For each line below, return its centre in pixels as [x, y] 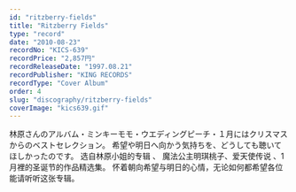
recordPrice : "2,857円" [52, 58]
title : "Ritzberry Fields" [59, 26]
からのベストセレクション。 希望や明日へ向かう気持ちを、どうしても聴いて [145, 145]
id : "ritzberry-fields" [53, 17]
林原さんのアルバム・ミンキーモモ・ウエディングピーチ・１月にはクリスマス [148, 134]
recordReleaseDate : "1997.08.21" [71, 67]
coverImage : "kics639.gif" [59, 108]
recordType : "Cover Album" [59, 83]
